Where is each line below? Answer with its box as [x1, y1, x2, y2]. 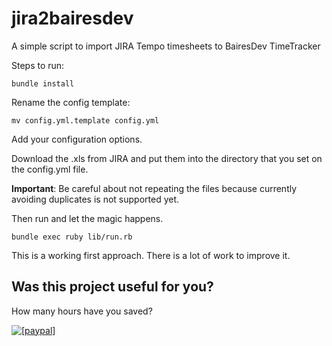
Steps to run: [11, 59, 65, 71]
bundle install [11, 78, 75, 89]
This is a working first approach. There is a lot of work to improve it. [11, 249, 291, 261]
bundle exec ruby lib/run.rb [11, 232, 133, 242]
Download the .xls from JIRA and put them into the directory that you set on [11, 152, 323, 164]
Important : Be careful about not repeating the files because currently [11, 182, 298, 194]
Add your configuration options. [11, 133, 143, 145]
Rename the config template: [11, 96, 131, 108]
